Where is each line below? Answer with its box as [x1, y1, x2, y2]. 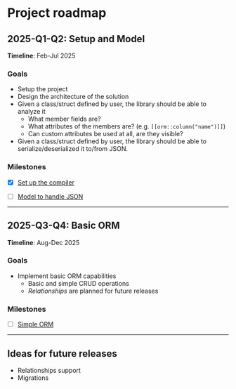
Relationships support [17, 367, 81, 374]
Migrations [17, 374, 49, 382]
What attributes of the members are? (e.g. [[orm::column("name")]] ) [27, 122, 226, 131]
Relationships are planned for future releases [27, 286, 159, 295]
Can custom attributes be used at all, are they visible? [27, 130, 184, 138]
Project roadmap [7, 5, 107, 21]
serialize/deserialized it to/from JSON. [17, 145, 129, 153]
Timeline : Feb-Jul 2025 [7, 51, 76, 60]
